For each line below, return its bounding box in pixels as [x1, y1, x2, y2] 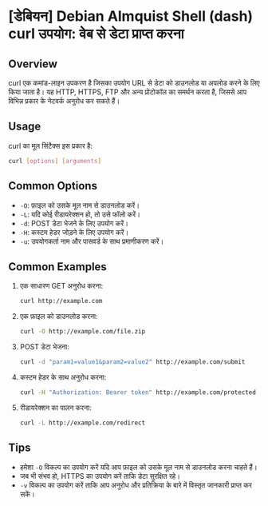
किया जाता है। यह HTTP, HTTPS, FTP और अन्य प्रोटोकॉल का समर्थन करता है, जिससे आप [8, 87, 247, 97]
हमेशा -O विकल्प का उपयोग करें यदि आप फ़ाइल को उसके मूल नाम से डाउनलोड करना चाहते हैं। [19, 462, 258, 472]
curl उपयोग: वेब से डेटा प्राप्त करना [8, 25, 185, 43]
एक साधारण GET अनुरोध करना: [19, 281, 104, 291]
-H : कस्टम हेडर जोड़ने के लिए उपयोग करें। [19, 227, 129, 237]
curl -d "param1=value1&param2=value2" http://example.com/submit [19, 358, 246, 366]
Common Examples [8, 260, 108, 273]
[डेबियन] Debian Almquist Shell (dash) [8, 7, 254, 26]
